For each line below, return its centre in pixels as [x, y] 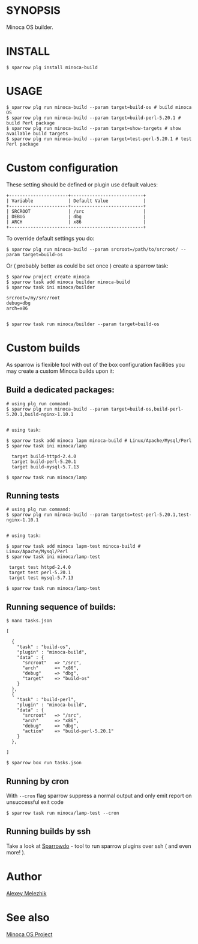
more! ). [16, 852]
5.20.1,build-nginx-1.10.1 [40, 414]
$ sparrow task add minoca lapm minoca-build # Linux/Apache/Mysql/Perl [99, 440]
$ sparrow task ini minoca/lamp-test [53, 557]
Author [24, 876]
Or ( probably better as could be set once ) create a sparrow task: [87, 266]
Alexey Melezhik [26, 893]
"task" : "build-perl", [47, 700]
